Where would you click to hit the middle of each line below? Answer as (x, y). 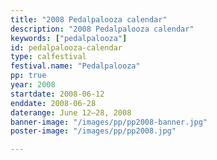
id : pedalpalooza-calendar (66, 47)
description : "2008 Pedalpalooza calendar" (102, 29)
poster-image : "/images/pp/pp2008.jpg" (93, 131)
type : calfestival (48, 57)
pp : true (28, 76)
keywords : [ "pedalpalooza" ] (69, 38)
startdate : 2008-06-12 (57, 94)
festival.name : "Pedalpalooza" (75, 66)
